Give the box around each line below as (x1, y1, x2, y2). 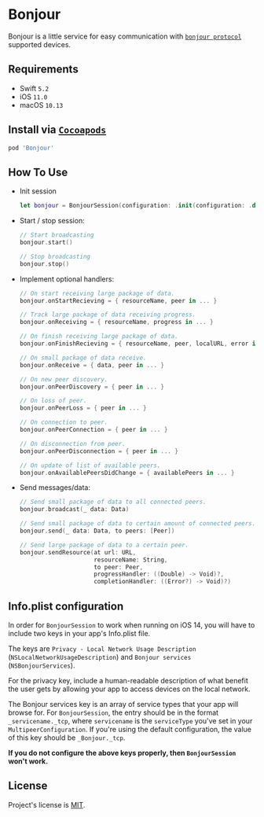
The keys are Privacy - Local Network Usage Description (8, 643, 196, 653)
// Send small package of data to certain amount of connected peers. (19, 520, 256, 528)
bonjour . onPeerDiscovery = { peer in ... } (19, 383, 165, 391)
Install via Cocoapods (8, 123, 107, 137)
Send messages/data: (19, 483, 90, 492)
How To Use (8, 165, 68, 178)
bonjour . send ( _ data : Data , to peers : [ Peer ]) (19, 527, 175, 535)
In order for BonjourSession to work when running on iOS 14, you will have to (8, 620, 255, 630)
